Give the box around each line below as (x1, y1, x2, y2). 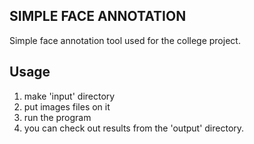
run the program (23, 111, 92, 123)
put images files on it (23, 100, 111, 113)
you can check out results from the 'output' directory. (23, 122, 245, 134)
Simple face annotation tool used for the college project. (9, 34, 241, 46)
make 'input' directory (23, 90, 116, 102)
